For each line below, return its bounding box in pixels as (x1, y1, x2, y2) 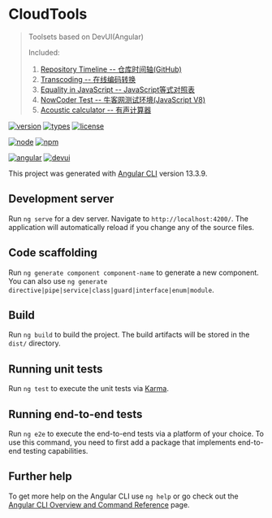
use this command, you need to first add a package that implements (8, 437, 236, 447)
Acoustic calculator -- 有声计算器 (40, 105, 152, 115)
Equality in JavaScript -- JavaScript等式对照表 (40, 85, 195, 94)
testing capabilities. (23, 446, 89, 455)
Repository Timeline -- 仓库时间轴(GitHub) (40, 64, 183, 74)
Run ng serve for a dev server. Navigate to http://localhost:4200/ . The (8, 213, 249, 224)
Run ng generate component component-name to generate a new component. (8, 268, 260, 277)
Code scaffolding (8, 246, 97, 260)
